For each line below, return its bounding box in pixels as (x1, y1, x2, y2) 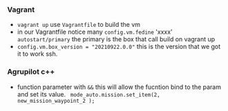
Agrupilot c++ (7, 67, 55, 77)
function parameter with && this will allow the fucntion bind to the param (17, 83, 221, 91)
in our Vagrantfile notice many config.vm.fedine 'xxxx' (17, 28, 173, 36)
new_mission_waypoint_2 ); (17, 97, 95, 104)
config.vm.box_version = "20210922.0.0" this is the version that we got (17, 43, 221, 51)
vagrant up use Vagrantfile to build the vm (17, 21, 140, 29)
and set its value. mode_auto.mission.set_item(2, (17, 90, 160, 98)
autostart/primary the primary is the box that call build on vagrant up (17, 35, 216, 43)
